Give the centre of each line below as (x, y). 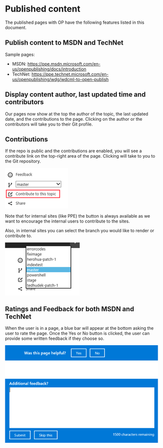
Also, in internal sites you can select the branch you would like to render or (80, 231)
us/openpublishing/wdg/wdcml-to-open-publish (60, 79)
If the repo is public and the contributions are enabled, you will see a (73, 151)
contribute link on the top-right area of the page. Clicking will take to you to (80, 156)
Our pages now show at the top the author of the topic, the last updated (77, 114)
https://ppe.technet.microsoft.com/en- (70, 74)
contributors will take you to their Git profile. (49, 124)
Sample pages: (20, 54)
